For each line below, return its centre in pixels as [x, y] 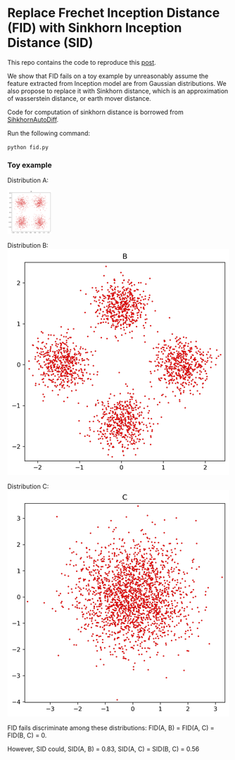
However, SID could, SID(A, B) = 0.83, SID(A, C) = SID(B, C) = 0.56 [103, 749]
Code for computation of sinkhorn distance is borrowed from [96, 112]
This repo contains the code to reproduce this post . [82, 62]
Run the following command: [49, 133]
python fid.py [28, 147]
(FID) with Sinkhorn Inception [95, 28]
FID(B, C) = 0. [27, 735]
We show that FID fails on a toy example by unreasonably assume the [108, 76]
